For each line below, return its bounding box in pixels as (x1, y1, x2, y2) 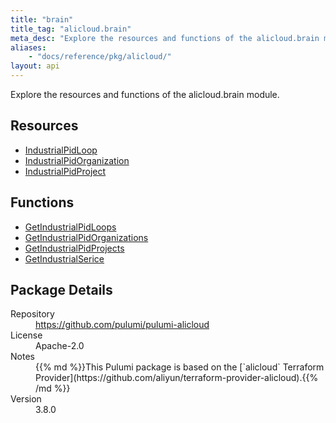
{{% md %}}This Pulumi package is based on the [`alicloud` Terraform (35, 361, 325, 373)
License (10, 329, 43, 341)
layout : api (10, 61, 60, 71)
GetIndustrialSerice (24, 252, 105, 265)
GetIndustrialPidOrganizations (24, 231, 149, 243)
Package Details (10, 282, 113, 299)
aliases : (10, 42, 47, 53)
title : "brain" (10, 14, 74, 25)
